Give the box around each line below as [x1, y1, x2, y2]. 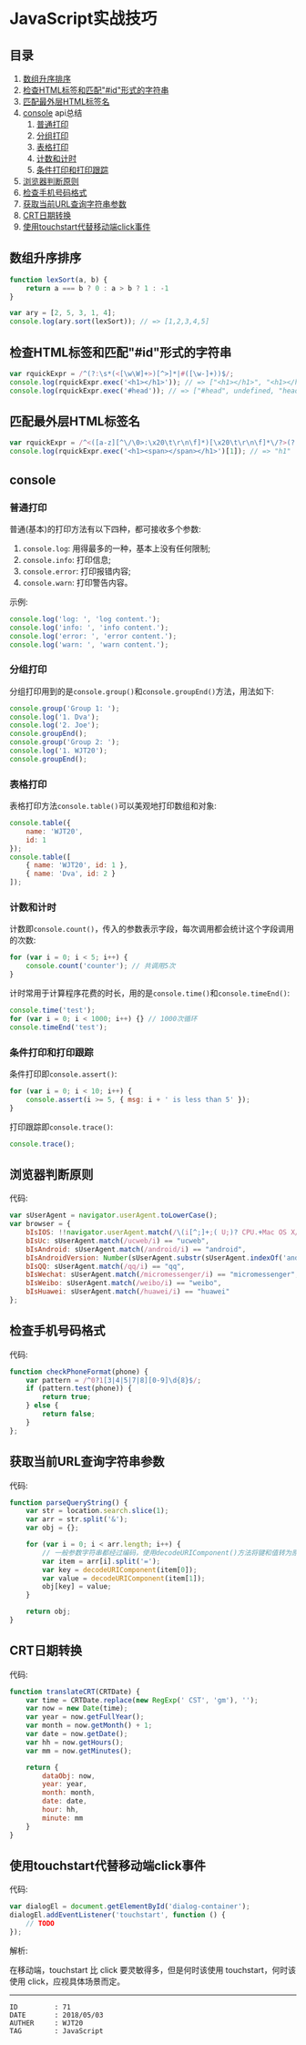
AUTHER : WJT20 [9, 2019, 84, 2028]
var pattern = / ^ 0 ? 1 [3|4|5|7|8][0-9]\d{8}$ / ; [25, 1375, 202, 1385]
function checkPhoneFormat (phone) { [9, 1367, 148, 1376]
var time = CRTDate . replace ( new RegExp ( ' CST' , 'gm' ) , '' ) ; [25, 1695, 259, 1704]
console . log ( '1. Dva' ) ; [9, 712, 100, 721]
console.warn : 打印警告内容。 [22, 577, 133, 588]
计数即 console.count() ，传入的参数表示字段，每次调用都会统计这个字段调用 [9, 924, 294, 935]
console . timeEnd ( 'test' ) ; [9, 1022, 107, 1032]
